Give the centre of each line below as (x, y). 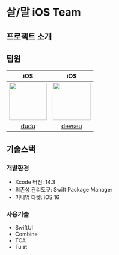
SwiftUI (24, 228)
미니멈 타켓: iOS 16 (37, 197)
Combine (26, 234)
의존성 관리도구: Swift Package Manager (64, 190)
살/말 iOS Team (44, 12)
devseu (72, 126)
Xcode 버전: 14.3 (35, 182)
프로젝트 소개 (29, 36)
